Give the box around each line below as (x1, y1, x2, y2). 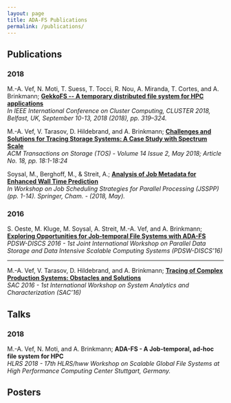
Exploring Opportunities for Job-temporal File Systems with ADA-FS (7, 232, 206, 240)
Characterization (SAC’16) (7, 289, 81, 297)
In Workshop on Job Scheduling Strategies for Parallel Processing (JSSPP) (7, 185, 219, 193)
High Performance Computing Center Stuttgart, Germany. (7, 366, 171, 375)
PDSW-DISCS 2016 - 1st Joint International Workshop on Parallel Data (7, 239, 206, 248)
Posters (7, 386, 41, 398)
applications (7, 99, 43, 107)
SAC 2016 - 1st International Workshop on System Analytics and (7, 281, 190, 289)
